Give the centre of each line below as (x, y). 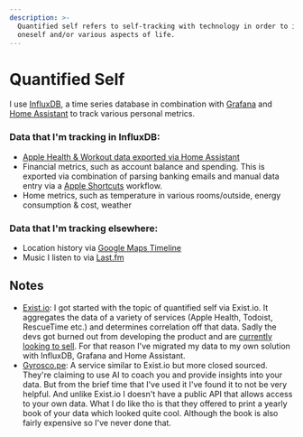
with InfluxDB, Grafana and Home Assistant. (104, 355)
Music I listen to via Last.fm (73, 257)
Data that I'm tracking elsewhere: (84, 228)
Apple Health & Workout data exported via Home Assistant (131, 157)
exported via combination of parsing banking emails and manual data (151, 176)
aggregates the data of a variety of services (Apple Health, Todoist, (147, 317)
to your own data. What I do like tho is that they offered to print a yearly (155, 404)
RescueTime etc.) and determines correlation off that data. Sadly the (149, 327)
